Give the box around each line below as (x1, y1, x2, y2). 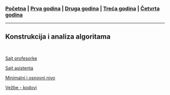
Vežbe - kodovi (5, 84, 37, 90)
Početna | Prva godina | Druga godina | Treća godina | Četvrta (5, 5, 160, 12)
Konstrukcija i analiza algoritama (5, 32, 111, 41)
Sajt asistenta (5, 65, 34, 71)
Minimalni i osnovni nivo (5, 75, 56, 81)
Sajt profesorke (5, 55, 37, 61)
